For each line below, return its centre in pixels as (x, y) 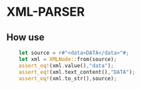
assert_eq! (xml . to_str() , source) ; (68, 78)
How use (26, 37)
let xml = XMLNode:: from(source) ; (68, 59)
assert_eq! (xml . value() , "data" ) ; (66, 66)
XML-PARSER (46, 12)
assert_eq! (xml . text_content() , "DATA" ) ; (77, 72)
